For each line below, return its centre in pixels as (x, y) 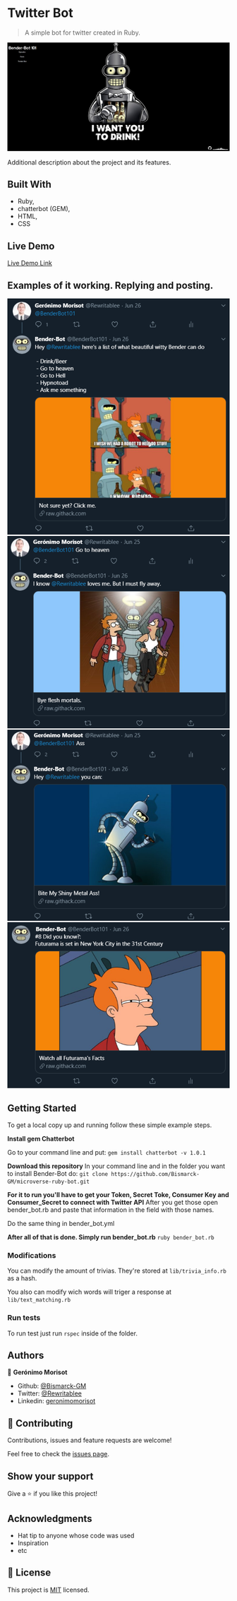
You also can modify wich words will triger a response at (89, 1292)
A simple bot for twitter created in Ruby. (83, 32)
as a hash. (22, 1278)
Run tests (24, 1318)
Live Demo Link (30, 263)
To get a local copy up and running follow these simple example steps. (110, 1125)
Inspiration (33, 1543)
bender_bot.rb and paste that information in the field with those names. (111, 1210)
